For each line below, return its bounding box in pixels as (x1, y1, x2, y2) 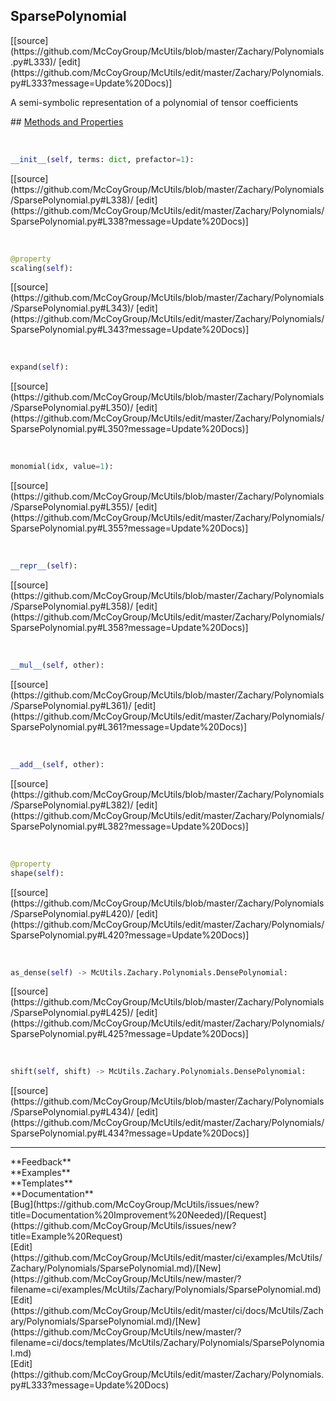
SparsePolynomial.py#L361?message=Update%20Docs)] (10, 720, 248, 733)
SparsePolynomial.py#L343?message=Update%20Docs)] (10, 324, 250, 336)
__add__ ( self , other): (10, 759, 105, 769)
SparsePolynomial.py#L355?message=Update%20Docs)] (10, 522, 249, 534)
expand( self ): (10, 362, 70, 373)
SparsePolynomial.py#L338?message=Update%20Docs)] (10, 215, 249, 227)
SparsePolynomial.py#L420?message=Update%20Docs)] (10, 929, 250, 941)
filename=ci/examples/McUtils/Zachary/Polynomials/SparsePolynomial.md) (10, 1284, 322, 1296)
